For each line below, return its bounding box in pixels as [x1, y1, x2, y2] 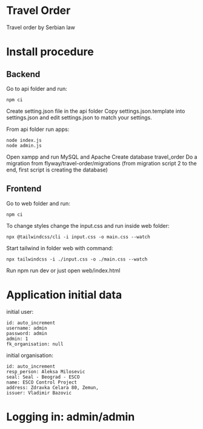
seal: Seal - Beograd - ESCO [6, 374, 80, 380]
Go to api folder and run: [6, 85, 68, 92]
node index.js [6, 137, 42, 143]
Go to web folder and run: [6, 199, 71, 207]
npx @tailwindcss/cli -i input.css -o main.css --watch [6, 234, 150, 240]
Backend [6, 69, 41, 79]
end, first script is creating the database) [6, 166, 108, 173]
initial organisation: [6, 351, 53, 359]
